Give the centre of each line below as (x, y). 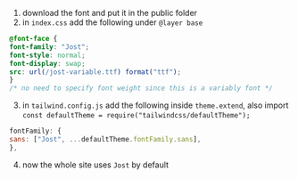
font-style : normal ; (48, 55)
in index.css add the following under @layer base (112, 22)
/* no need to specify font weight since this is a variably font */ (141, 88)
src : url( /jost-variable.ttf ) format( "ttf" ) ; (95, 72)
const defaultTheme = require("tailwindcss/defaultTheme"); (136, 116)
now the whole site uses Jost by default (95, 165)
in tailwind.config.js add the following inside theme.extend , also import (155, 105)
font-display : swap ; (48, 63)
